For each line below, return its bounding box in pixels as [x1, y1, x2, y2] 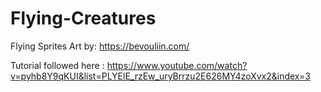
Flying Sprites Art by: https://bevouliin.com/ [10, 40, 190, 52]
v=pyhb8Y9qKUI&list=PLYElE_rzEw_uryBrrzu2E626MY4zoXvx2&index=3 [10, 70, 311, 82]
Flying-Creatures [10, 7, 157, 30]
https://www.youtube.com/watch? [106, 59, 248, 71]
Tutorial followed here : [10, 59, 105, 71]
